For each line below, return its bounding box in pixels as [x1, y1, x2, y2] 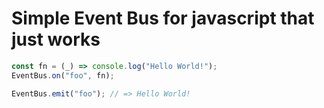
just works [11, 28, 101, 51]
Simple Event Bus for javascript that [11, 7, 315, 30]
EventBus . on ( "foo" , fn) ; [11, 70, 115, 81]
